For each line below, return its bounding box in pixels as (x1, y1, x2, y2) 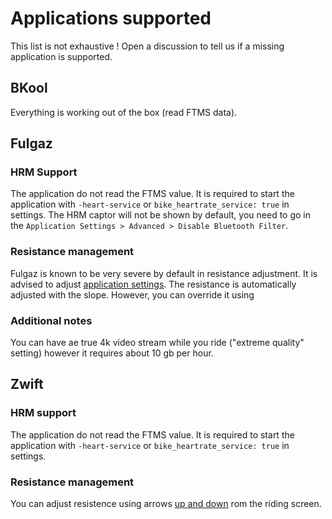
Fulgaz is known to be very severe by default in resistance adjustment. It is (10, 267, 318, 279)
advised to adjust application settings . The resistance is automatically (10, 278, 297, 290)
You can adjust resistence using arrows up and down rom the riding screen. (10, 498, 322, 510)
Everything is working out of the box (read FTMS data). (10, 106, 238, 118)
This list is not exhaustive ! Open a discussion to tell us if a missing (10, 40, 285, 52)
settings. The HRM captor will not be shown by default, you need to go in (10, 209, 311, 221)
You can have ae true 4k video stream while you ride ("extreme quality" (10, 337, 305, 349)
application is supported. (10, 50, 113, 62)
